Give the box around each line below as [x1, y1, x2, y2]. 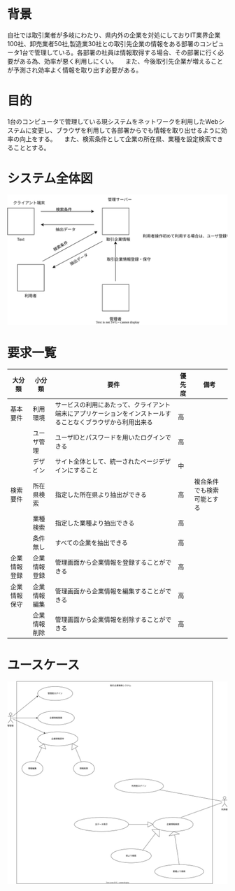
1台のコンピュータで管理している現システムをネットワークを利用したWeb [7, 117, 219, 126]
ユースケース [7, 658, 80, 673]
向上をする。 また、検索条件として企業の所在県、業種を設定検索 [19, 134, 211, 143]
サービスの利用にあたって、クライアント [55, 400, 171, 409]
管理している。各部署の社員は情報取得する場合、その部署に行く [34, 48, 218, 57]
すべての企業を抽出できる [55, 539, 128, 547]
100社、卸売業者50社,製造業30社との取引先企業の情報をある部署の [7, 39, 200, 48]
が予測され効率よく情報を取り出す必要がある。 [7, 66, 142, 74]
